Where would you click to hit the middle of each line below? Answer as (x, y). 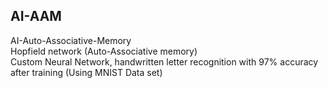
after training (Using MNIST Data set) (86, 72)
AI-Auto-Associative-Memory (71, 40)
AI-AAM (36, 16)
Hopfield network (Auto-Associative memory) (104, 51)
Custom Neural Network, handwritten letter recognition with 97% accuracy (164, 61)
